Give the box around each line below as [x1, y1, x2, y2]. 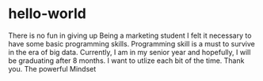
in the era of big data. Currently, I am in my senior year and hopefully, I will [8, 47, 251, 57]
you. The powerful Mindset [8, 64, 97, 73]
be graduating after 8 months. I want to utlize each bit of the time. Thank [8, 56, 245, 65]
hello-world [8, 5, 87, 23]
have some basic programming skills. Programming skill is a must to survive [8, 39, 256, 48]
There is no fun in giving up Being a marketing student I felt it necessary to [8, 31, 252, 40]
